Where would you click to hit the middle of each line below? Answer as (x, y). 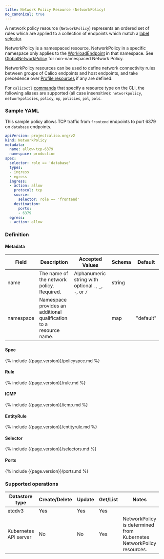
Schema (121, 262)
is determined (139, 525)
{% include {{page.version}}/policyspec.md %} (52, 361)
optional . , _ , (88, 286)
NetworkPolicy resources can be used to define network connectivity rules (80, 68)
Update (85, 499)
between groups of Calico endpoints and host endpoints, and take (72, 73)
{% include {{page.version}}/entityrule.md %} (51, 427)
